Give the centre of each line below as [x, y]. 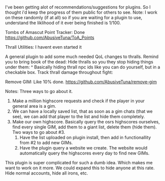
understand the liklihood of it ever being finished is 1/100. [63, 23]
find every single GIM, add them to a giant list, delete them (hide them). [84, 127]
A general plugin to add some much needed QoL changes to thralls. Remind [82, 57]
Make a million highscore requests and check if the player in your [78, 101]
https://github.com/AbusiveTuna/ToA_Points [50, 37]
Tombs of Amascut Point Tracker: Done [45, 32]
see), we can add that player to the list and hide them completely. [79, 117]
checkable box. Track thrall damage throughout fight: [59, 72]
